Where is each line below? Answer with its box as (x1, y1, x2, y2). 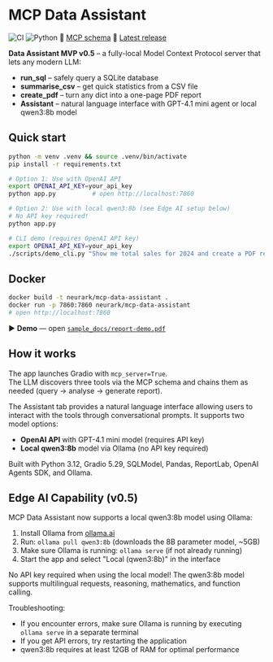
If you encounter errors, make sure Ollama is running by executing (19, 619, 242, 629)
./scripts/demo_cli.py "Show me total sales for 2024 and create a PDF (8, 250, 256, 258)
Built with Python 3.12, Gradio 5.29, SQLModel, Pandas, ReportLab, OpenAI (8, 459, 259, 468)
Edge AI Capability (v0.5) (8, 491, 138, 505)
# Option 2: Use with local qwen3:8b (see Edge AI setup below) (8, 205, 231, 213)
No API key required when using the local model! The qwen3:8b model (8, 570, 245, 580)
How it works (8, 347, 76, 361)
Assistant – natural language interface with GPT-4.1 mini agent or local (19, 98, 258, 108)
